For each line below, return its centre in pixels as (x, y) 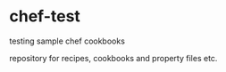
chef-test (45, 16)
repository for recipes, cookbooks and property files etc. (113, 58)
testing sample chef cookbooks (67, 41)
